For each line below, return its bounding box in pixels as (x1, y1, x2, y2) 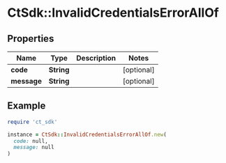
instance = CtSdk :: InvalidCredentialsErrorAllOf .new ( (7, 131, 167, 138)
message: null (13, 144, 54, 151)
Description (76, 54, 116, 63)
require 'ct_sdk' (7, 118, 58, 125)
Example (7, 100, 46, 112)
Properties (7, 33, 54, 45)
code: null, (13, 137, 49, 144)
